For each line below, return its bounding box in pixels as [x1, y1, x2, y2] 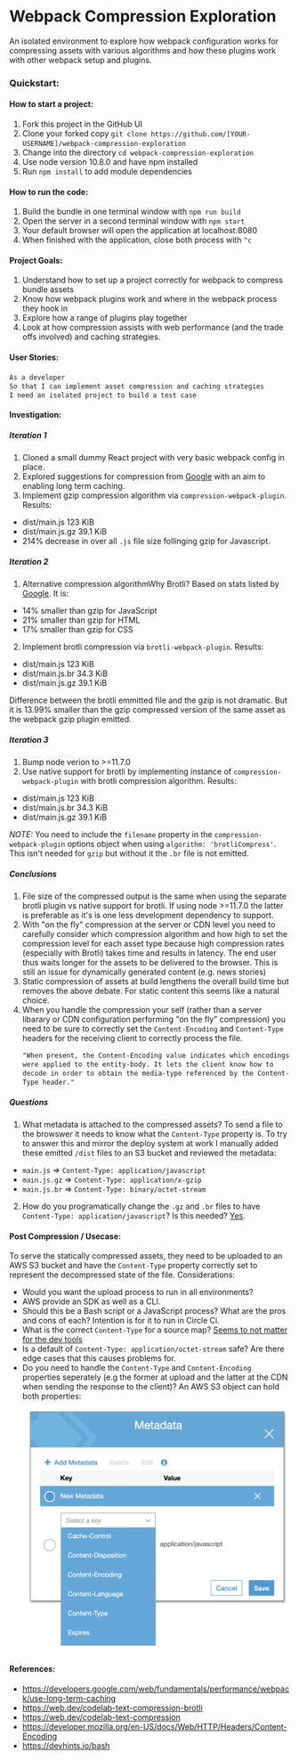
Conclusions [9, 868, 58, 879]
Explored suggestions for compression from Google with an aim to [21, 471, 265, 482]
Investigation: [9, 410, 62, 420]
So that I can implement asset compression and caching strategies [9, 381, 265, 391]
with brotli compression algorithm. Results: [79, 776, 238, 786]
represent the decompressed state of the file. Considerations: [9, 1269, 236, 1280]
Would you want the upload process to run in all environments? [21, 1287, 254, 1298]
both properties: [21, 1391, 82, 1402]
